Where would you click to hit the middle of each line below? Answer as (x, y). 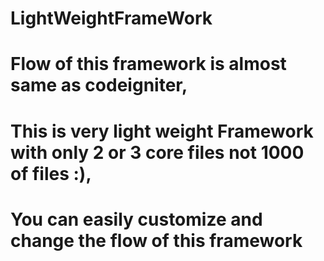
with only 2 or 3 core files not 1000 (157, 152)
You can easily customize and (136, 219)
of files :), (51, 173)
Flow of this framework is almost (148, 64)
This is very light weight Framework (162, 131)
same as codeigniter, (99, 85)
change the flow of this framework (156, 240)
